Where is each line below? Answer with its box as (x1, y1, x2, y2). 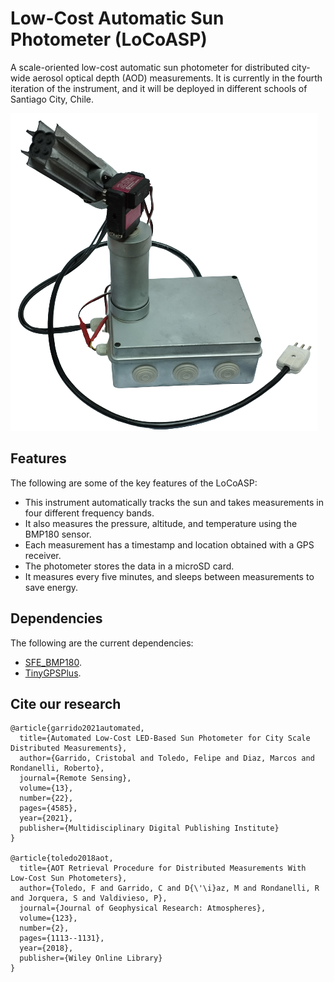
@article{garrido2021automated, (10, 723, 145, 734)
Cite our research (10, 695, 122, 712)
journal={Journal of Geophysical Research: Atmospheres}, (19, 903, 267, 914)
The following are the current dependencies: (10, 637, 194, 649)
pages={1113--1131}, (19, 933, 105, 944)
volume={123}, (19, 913, 78, 924)
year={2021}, (19, 813, 74, 824)
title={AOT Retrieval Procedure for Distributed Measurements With (19, 863, 307, 874)
